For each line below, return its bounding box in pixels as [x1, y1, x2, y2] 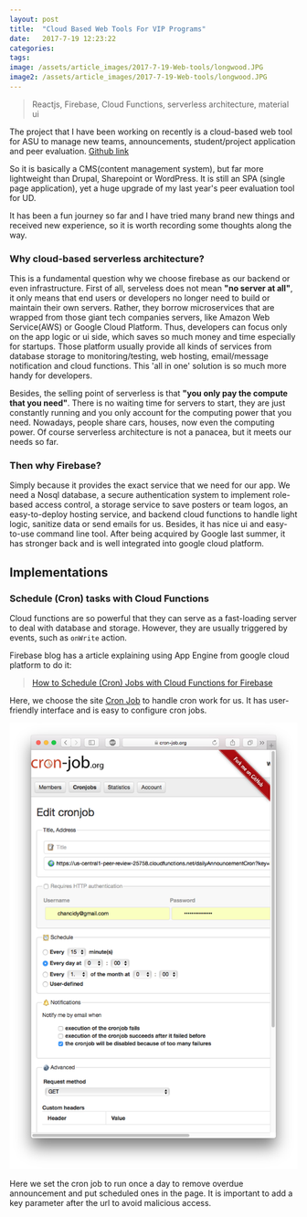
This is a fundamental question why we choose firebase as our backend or [9, 273, 291, 284]
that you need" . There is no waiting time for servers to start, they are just [9, 397, 286, 408]
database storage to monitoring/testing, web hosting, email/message [9, 351, 270, 362]
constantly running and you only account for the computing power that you [9, 407, 292, 418]
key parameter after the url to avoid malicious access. [9, 1197, 212, 1208]
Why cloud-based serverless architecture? [9, 252, 205, 265]
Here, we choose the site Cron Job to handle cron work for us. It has [9, 695, 268, 706]
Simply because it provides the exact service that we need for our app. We [9, 480, 291, 491]
